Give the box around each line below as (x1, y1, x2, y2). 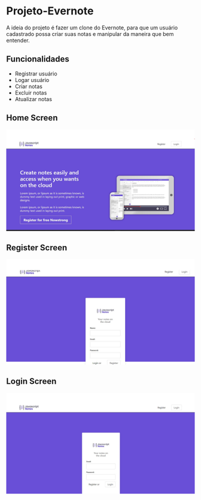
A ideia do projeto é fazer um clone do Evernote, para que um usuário (6, 24, 178, 31)
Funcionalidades (6, 54, 70, 64)
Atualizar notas (14, 95, 53, 102)
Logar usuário (14, 76, 50, 83)
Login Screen (6, 376, 57, 387)
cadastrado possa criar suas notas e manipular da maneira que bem (6, 30, 174, 37)
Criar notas (14, 83, 43, 90)
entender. (6, 37, 30, 44)
